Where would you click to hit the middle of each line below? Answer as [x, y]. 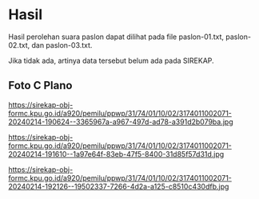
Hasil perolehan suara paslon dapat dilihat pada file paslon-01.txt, [116, 37]
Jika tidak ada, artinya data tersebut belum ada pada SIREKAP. [111, 60]
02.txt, [19, 45]
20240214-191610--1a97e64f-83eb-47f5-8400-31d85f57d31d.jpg [116, 154]
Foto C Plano [40, 86]
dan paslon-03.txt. [62, 45]
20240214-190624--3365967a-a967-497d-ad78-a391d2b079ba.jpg [121, 122]
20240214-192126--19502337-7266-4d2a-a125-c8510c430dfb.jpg [119, 186]
